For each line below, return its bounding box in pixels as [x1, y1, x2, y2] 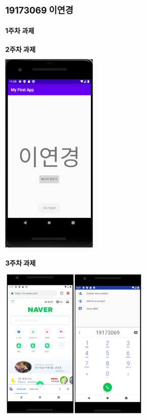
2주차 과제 [5, 45, 36, 54]
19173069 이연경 [5, 5, 74, 16]
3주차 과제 [5, 259, 36, 267]
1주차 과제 [5, 26, 34, 35]
